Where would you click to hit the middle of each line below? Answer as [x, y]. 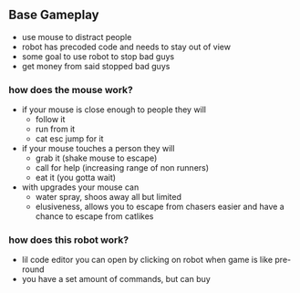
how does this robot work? [69, 240]
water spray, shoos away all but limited [108, 197]
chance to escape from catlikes [94, 216]
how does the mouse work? [71, 89]
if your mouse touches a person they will [98, 149]
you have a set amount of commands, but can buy [116, 279]
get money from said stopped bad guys [96, 66]
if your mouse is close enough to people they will [114, 110]
